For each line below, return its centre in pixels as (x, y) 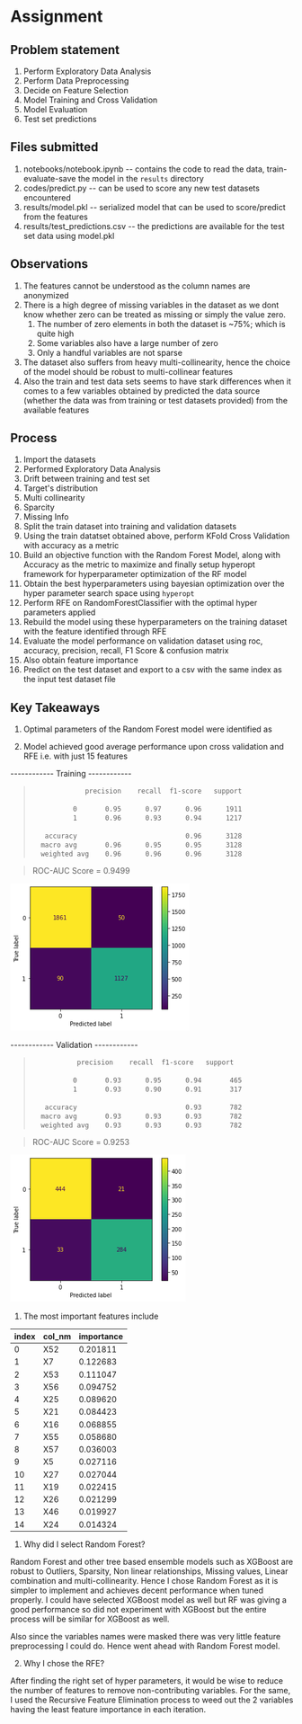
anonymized (46, 295)
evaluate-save (49, 178)
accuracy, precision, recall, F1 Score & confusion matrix (126, 651)
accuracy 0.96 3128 (143, 836)
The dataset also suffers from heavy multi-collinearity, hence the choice (157, 362)
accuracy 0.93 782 (143, 1107)
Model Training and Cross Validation (90, 100)
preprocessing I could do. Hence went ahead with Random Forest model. (145, 1646)
